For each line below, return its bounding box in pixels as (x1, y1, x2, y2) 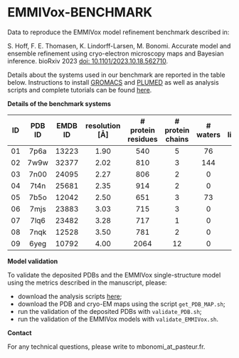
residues (127, 134, 158, 144)
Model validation (7, 257, 58, 265)
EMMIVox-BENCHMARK (7, 4, 153, 21)
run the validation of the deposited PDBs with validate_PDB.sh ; (17, 307, 202, 315)
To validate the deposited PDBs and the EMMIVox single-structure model (7, 270, 221, 279)
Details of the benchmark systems (7, 99, 112, 107)
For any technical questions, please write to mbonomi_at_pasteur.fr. (7, 342, 206, 351)
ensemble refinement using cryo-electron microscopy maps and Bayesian (7, 49, 224, 58)
